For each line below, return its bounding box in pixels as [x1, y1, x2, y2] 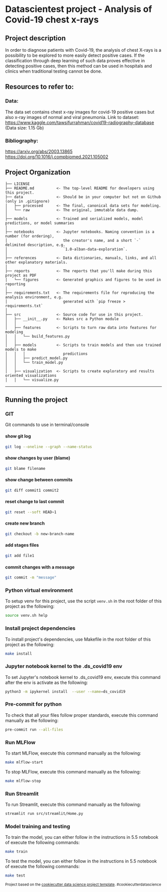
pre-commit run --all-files [5, 727, 64, 732]
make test [5, 873, 26, 878]
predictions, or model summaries [5, 221, 75, 225]
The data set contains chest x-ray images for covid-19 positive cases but [5, 109, 155, 115]
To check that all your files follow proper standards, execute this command [5, 712, 158, 718]
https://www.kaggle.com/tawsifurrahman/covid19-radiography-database [5, 119, 154, 125]
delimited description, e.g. [5, 242, 66, 247]
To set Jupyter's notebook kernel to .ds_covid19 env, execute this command [5, 674, 161, 680]
